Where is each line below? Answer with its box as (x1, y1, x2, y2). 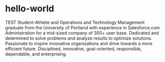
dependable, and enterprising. (5, 51, 67, 57)
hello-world (5, 3, 55, 14)
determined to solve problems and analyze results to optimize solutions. (5, 35, 153, 41)
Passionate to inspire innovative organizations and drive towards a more (5, 40, 153, 46)
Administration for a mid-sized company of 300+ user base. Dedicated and (5, 30, 159, 36)
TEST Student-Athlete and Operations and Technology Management (5, 19, 145, 25)
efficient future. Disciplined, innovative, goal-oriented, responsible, (5, 46, 142, 52)
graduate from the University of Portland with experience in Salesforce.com (5, 24, 160, 30)
